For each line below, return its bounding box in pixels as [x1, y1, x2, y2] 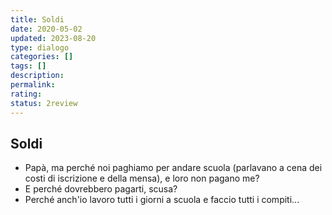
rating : [10, 89, 43, 99]
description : [10, 71, 65, 81]
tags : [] [10, 61, 47, 71]
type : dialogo [10, 42, 70, 53]
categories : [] [10, 52, 74, 62]
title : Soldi [10, 14, 65, 25]
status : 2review [10, 98, 78, 108]
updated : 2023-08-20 [10, 33, 97, 43]
